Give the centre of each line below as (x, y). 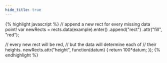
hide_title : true (23, 10)
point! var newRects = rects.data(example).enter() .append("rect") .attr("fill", (84, 29)
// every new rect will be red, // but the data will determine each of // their (81, 44)
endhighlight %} (22, 55)
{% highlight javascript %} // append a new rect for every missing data (78, 24)
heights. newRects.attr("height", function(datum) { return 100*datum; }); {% (83, 49)
